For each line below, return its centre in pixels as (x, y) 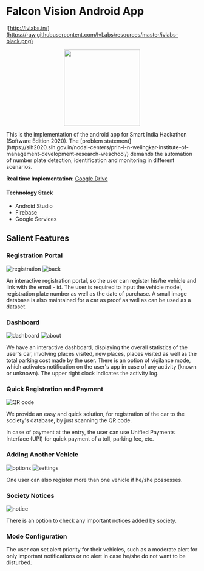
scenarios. (19, 166)
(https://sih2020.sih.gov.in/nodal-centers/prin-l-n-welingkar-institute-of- (98, 147)
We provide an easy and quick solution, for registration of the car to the (96, 414)
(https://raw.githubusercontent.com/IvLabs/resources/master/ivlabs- (93, 34)
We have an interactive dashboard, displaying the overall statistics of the (97, 347)
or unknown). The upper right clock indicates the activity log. (83, 374)
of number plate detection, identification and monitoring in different (90, 160)
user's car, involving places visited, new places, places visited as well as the (102, 354)
